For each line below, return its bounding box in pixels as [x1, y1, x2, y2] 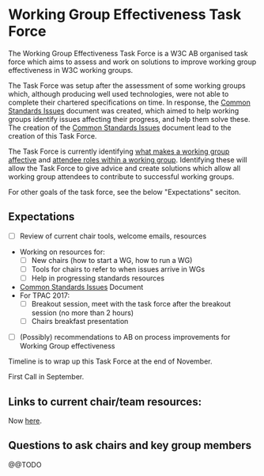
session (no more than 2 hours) [31, 308, 134, 318]
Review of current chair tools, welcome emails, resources [19, 231, 207, 241]
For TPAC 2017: [19, 291, 70, 300]
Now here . [8, 416, 42, 425]
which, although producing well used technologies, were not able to [8, 89, 229, 98]
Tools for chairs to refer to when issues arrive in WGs [31, 264, 206, 274]
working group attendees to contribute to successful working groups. [8, 172, 235, 181]
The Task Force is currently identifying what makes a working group [8, 147, 230, 156]
